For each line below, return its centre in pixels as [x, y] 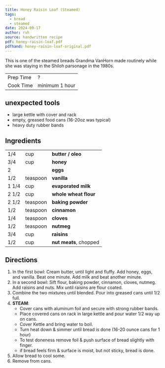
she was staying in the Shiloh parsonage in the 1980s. [60, 66]
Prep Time [19, 77]
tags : [11, 14]
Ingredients [23, 141]
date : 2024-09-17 [23, 28]
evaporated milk [71, 186]
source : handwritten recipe [34, 38]
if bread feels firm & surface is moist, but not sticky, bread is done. [87, 351]
